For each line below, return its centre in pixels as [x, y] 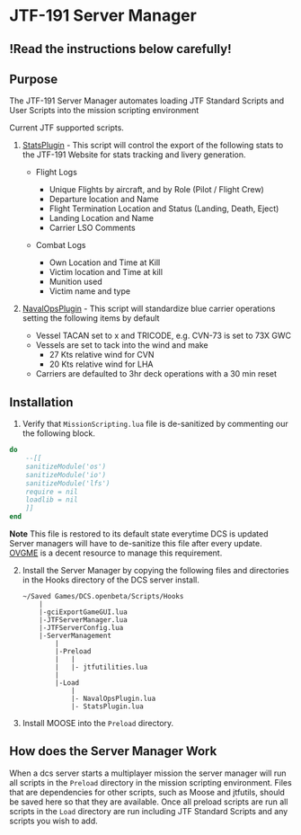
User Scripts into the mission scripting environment [104, 111]
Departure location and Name [104, 200]
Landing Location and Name [102, 218]
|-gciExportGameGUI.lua [83, 612]
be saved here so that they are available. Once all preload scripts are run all [149, 802]
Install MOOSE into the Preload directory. [98, 724]
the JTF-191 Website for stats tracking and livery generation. [134, 155]
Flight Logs [57, 173]
